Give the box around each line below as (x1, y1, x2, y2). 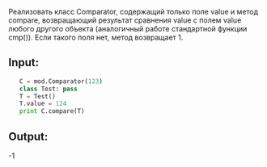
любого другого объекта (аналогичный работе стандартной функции (8, 24, 248, 33)
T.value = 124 (19, 100, 67, 108)
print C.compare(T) (19, 107, 85, 115)
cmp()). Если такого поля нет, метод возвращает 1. (8, 32, 184, 42)
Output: (8, 129, 49, 144)
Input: (8, 56, 39, 69)
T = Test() (19, 92, 57, 100)
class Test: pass (19, 85, 78, 93)
